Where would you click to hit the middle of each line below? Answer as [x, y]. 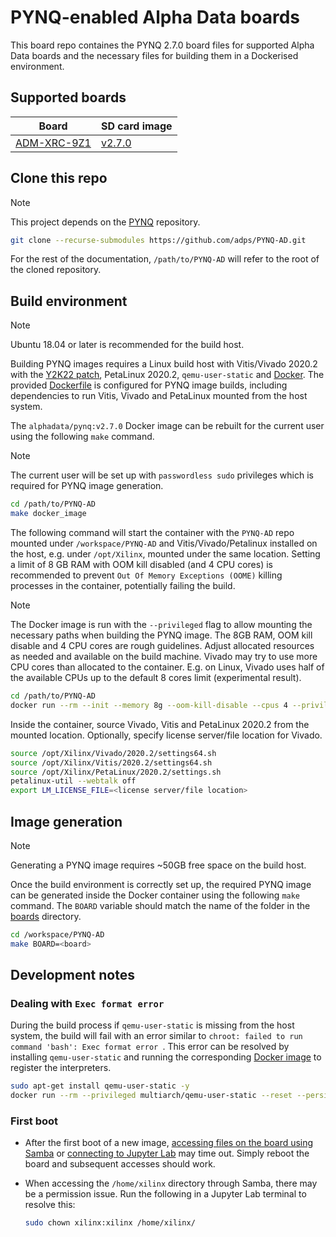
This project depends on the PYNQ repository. [105, 222]
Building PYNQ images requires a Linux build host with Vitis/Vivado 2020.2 [164, 364]
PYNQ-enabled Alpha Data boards [155, 17]
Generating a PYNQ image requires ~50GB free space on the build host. [158, 865]
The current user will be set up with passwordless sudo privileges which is [162, 475]
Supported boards [68, 97]
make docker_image [48, 514]
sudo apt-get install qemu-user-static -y [100, 1086]
